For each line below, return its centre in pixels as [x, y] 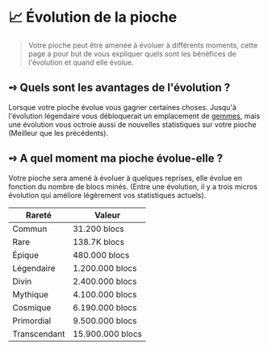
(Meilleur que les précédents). [59, 133]
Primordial [32, 320]
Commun [30, 229]
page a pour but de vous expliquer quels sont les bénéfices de [132, 53]
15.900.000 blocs [107, 334]
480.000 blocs [101, 255]
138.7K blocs [98, 242]
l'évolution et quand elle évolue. [81, 62]
